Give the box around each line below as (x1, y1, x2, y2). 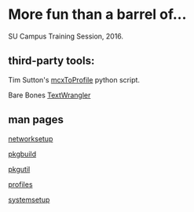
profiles (8, 179, 33, 189)
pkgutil (8, 164, 31, 174)
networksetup (8, 133, 53, 143)
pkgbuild (8, 149, 37, 159)
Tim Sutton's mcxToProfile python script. (8, 75, 140, 84)
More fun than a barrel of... (8, 5, 187, 24)
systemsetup (8, 195, 50, 204)
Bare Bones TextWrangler (8, 90, 91, 100)
